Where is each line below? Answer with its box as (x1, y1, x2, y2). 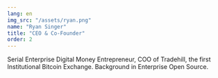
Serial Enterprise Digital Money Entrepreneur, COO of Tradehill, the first (7, 55, 211, 63)
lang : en (7, 10, 33, 17)
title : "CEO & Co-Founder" (7, 29, 85, 37)
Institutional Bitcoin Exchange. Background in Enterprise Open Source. (7, 63, 209, 71)
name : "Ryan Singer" (7, 23, 67, 30)
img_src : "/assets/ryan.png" (7, 17, 92, 24)
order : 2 (7, 36, 33, 43)
